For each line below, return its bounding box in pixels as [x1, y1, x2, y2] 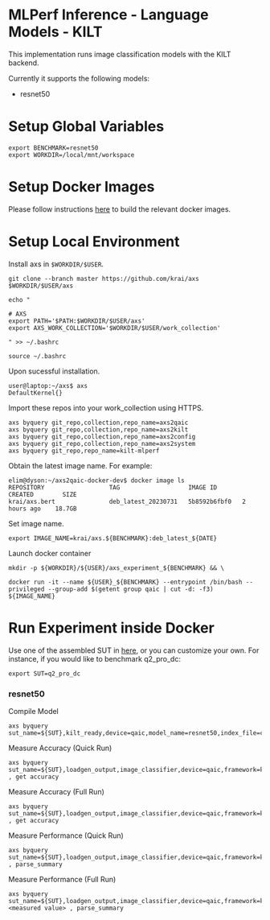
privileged [8, 585, 45, 593]
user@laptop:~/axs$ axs [8, 382, 88, 390]
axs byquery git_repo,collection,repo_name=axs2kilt [8, 425, 189, 434]
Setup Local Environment [8, 233, 180, 250]
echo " [8, 295, 31, 303]
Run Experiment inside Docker [8, 618, 215, 637]
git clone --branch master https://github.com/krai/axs [8, 274, 199, 283]
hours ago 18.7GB [8, 505, 78, 513]
